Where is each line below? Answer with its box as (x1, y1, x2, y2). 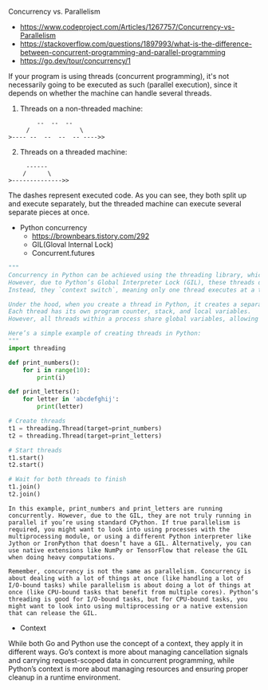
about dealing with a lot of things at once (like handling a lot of (8, 574, 245, 582)
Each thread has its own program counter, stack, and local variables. (8, 308, 251, 316)
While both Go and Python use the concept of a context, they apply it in (8, 638, 243, 648)
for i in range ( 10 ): (22, 366, 91, 374)
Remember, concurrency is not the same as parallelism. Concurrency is (8, 567, 251, 575)
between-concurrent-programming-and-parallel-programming (19, 48, 226, 57)
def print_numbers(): (8, 359, 81, 367)
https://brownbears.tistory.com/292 (31, 231, 150, 241)
